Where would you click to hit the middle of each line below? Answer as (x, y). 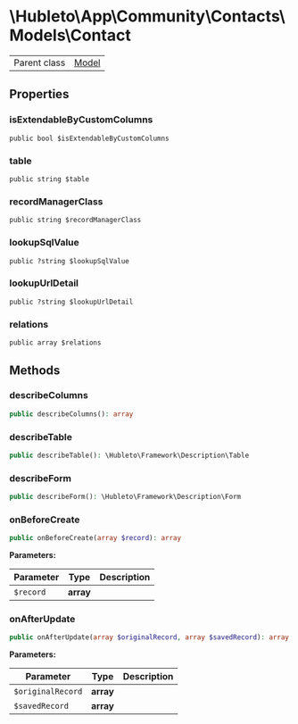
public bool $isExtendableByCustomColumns (89, 138)
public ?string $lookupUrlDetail (71, 302)
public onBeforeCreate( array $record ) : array (95, 538)
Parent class (40, 62)
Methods (35, 370)
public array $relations (55, 343)
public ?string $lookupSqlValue (69, 261)
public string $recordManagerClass (75, 221)
